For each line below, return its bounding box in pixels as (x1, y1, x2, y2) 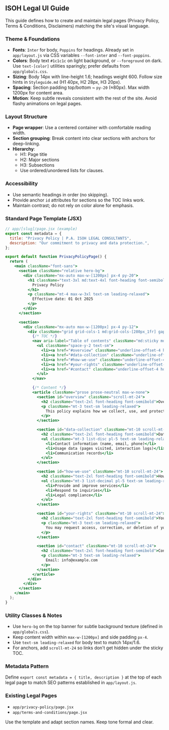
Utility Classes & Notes (5, 612, 62, 619)
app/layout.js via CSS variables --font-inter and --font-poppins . (12, 53, 151, 59)
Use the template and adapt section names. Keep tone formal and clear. (5, 719, 154, 725)
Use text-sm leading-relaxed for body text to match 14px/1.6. (12, 640, 141, 646)
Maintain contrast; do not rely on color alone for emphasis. (12, 202, 134, 208)
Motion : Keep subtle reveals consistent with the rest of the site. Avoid (12, 95, 157, 101)
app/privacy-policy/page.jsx (12, 704, 74, 710)
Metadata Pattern (5, 662, 49, 669)
